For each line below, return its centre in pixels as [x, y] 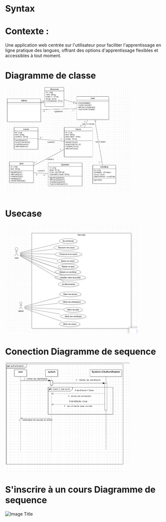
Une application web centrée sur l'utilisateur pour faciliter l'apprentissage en [83, 45]
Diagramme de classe [51, 76]
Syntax [20, 9]
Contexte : [27, 32]
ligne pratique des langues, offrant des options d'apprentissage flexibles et [82, 51]
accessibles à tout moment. [33, 56]
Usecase [24, 214]
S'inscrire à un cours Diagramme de [81, 490]
